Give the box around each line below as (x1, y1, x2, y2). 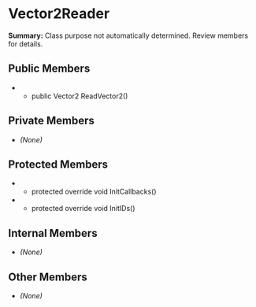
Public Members (8, 62, 91, 76)
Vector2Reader (8, 5, 110, 23)
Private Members (8, 114, 95, 128)
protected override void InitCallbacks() (31, 187, 157, 197)
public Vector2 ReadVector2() (31, 91, 128, 101)
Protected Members (8, 157, 109, 171)
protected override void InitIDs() (31, 204, 135, 213)
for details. (8, 39, 43, 48)
